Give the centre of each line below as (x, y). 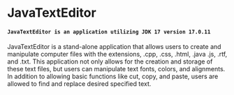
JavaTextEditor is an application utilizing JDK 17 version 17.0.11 (109, 32)
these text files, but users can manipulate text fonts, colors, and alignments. (116, 69)
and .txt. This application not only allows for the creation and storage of (110, 61)
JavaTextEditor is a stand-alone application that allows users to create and (114, 47)
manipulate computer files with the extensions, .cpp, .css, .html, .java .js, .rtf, (117, 54)
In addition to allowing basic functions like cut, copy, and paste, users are (113, 76)
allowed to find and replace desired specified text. (79, 84)
